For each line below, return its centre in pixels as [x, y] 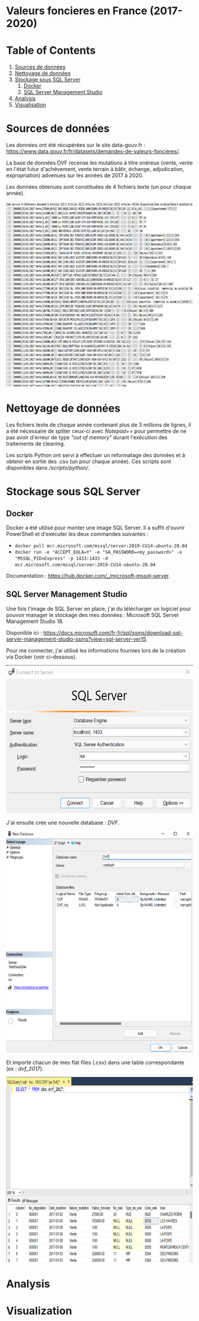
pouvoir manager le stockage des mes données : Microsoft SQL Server [93, 615]
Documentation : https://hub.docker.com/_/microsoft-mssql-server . [88, 576]
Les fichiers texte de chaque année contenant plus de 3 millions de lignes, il [99, 425]
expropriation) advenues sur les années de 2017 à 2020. [75, 175]
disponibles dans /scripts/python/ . [48, 468]
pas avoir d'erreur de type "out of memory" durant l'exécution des [87, 437]
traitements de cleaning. [36, 443]
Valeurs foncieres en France [77, 11]
